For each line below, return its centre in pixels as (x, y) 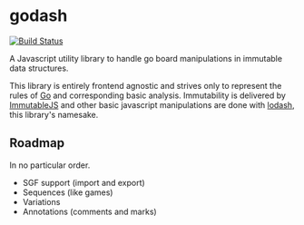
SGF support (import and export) (83, 182)
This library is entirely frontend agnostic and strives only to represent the (146, 85)
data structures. (39, 68)
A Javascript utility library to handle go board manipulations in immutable (146, 58)
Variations (41, 201)
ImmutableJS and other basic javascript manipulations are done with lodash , (152, 104)
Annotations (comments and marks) (89, 211)
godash (39, 16)
